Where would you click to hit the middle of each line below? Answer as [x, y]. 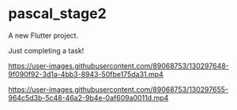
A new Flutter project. [43, 35]
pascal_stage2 [57, 14]
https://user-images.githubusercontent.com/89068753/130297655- [118, 89]
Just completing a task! [46, 50]
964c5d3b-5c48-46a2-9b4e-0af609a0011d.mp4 [88, 97]
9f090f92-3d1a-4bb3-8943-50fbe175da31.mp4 [86, 74]
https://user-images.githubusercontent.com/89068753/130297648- [118, 66]
